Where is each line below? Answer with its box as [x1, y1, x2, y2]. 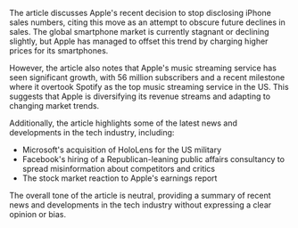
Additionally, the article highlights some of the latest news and [9, 118, 238, 128]
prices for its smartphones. [9, 45, 109, 56]
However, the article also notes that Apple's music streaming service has [9, 62, 277, 73]
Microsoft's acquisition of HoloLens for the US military [21, 144, 222, 155]
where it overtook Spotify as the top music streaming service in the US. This [9, 82, 289, 92]
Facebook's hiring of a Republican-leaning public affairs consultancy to [21, 154, 286, 164]
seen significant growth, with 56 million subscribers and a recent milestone [9, 72, 286, 83]
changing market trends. [9, 101, 100, 110]
